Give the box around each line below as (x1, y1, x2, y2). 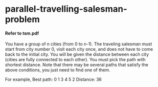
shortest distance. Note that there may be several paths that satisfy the (5, 62, 148, 68)
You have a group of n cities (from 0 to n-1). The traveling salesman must (5, 41, 153, 47)
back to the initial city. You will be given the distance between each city (5, 51, 149, 57)
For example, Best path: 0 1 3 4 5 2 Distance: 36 (5, 77, 102, 83)
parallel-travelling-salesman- (5, 3, 128, 15)
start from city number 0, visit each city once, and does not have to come (5, 46, 153, 52)
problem (5, 14, 40, 25)
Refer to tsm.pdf (5, 30, 39, 36)
